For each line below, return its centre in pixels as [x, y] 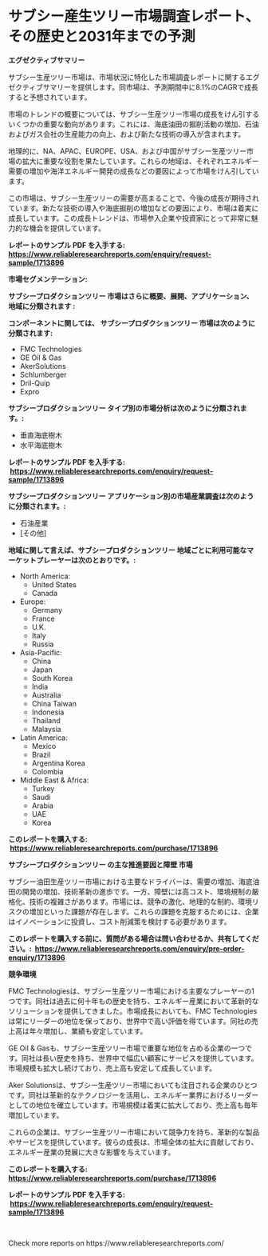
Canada [45, 593]
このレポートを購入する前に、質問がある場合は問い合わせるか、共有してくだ [134, 938]
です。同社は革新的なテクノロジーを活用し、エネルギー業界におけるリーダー [134, 1095]
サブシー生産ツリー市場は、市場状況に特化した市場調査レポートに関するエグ [134, 77]
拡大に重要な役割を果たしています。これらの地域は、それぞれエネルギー [140, 161]
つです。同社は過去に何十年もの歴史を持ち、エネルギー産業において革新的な [134, 1001]
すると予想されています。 [50, 97]
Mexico [44, 746]
